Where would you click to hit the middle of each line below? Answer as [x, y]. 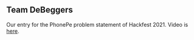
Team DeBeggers [40, 10]
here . [13, 31]
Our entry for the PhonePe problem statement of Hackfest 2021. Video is [97, 24]
